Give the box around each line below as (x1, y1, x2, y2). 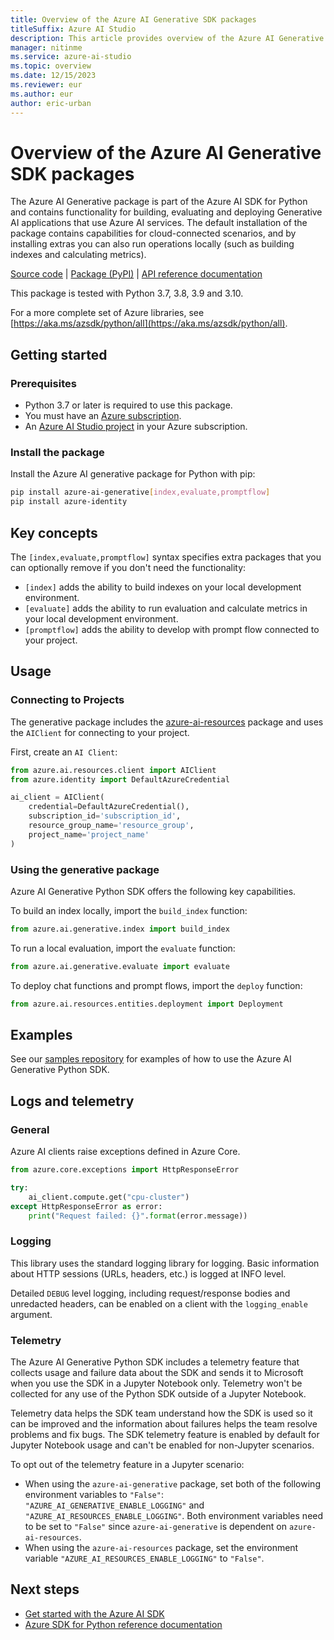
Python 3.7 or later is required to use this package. (24, 399, 233, 411)
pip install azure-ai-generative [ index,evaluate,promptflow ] (10, 487, 271, 498)
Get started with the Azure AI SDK (24, 1607, 165, 1620)
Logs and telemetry (10, 1092, 135, 1110)
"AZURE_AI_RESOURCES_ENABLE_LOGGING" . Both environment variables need (24, 1510, 324, 1522)
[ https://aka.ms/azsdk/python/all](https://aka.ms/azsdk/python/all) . (10, 317, 288, 330)
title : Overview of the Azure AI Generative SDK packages (10, 14, 257, 25)
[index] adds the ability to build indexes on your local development (24, 581, 302, 593)
